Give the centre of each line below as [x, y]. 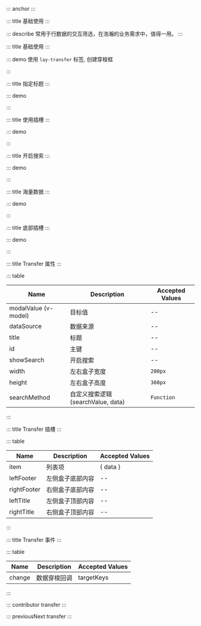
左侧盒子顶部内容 [70, 501]
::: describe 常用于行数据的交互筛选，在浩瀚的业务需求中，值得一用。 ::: [95, 34]
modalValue [26, 308]
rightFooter [25, 489]
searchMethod [30, 397]
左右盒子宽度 [88, 372]
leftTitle [20, 501]
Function [163, 398]
